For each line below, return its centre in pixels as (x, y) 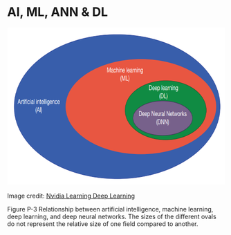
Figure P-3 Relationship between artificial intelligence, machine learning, (110, 209)
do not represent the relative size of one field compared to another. (103, 224)
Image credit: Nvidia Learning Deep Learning (71, 196)
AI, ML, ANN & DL (58, 12)
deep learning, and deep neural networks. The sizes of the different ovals (112, 216)
